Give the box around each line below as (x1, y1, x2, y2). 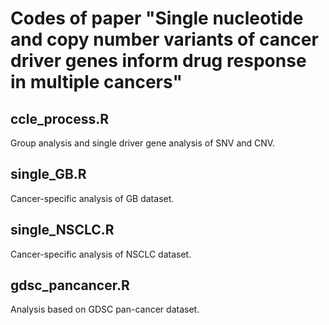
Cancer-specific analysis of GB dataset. (10, 192, 175, 204)
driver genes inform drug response (10, 50, 307, 72)
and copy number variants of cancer (10, 28, 319, 51)
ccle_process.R (10, 110, 109, 127)
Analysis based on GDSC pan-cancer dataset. (10, 303, 200, 316)
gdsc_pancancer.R (10, 277, 130, 294)
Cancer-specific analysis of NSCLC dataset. (10, 248, 192, 260)
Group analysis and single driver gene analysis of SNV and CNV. (10, 137, 276, 149)
